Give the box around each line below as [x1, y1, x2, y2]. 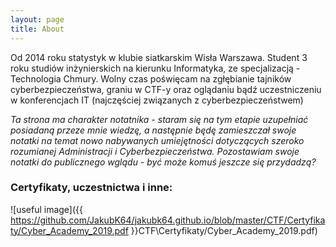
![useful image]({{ [10, 203, 84, 215]
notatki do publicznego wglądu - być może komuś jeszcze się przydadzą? [10, 156, 317, 168]
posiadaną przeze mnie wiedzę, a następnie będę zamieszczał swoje [10, 124, 297, 136]
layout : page [10, 14, 65, 25]
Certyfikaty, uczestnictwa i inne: [10, 181, 173, 195]
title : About [10, 24, 65, 34]
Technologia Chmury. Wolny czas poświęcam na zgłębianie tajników [10, 72, 292, 85]
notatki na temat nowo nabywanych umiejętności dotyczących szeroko [10, 134, 305, 146]
